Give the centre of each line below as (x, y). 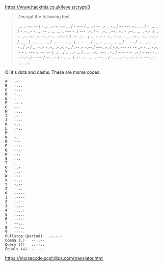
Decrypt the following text (43, 16)
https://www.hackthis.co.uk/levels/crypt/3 (48, 7)
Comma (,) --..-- (25, 240)
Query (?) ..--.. (25, 245)
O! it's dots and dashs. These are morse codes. (53, 72)
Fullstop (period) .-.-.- (34, 236)
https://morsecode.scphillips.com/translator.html (54, 258)
